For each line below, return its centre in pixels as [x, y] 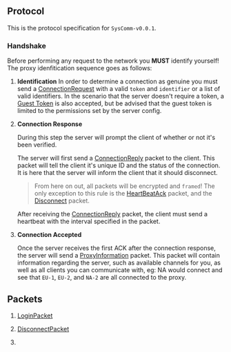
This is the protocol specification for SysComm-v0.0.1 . [82, 28]
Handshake [27, 45]
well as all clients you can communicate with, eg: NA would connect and [120, 270]
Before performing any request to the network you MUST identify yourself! [113, 61]
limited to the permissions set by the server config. [89, 111]
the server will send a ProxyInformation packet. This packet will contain [119, 256]
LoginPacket [35, 315]
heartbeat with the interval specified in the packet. [89, 221]
